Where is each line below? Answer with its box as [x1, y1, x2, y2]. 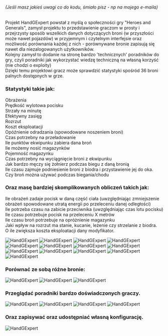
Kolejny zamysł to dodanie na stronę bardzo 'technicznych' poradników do [5, 52, 159, 58]
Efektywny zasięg [5, 113, 42, 119]
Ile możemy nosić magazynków [5, 145, 70, 151]
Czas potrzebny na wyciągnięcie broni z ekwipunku [5, 156, 112, 162]
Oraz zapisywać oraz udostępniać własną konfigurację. [5, 314, 144, 321]
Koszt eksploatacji [5, 124, 43, 130]
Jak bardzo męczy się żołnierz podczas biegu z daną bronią [5, 161, 129, 167]
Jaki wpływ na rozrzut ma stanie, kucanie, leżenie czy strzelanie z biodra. [5, 222, 157, 228]
